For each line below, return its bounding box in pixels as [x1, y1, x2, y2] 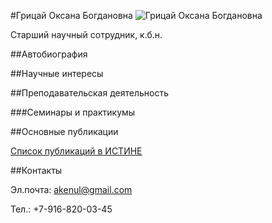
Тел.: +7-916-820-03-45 [10, 203, 113, 215]
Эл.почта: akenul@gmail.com [10, 184, 133, 195]
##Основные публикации [10, 126, 119, 137]
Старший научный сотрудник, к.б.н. [10, 29, 163, 40]
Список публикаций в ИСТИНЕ [10, 145, 143, 157]
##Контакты [10, 165, 63, 176]
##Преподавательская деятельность [10, 87, 169, 99]
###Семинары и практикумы [10, 106, 136, 118]
